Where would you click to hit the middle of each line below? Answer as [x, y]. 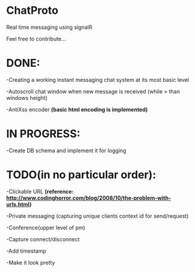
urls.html [18, 204]
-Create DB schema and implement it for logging [66, 150]
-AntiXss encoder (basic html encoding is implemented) [77, 110]
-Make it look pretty [31, 262]
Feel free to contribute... [36, 39]
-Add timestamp [26, 251]
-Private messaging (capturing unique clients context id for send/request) [97, 216]
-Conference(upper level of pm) [46, 227]
